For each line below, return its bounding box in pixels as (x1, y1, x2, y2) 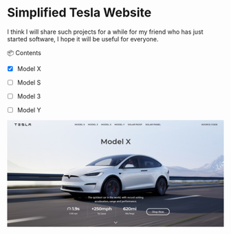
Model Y (16, 106, 41, 114)
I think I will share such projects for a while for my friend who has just (7, 28, 204, 36)
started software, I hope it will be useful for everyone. (7, 34, 159, 43)
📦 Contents (7, 48, 41, 56)
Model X (16, 64, 41, 73)
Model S (16, 78, 41, 87)
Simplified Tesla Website (7, 5, 152, 21)
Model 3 (16, 92, 41, 100)
